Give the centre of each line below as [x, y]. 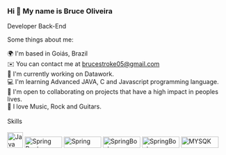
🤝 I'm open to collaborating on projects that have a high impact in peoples [113, 92]
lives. [15, 99]
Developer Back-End [37, 26]
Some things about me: [41, 40]
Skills [15, 122]
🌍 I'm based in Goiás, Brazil [48, 54]
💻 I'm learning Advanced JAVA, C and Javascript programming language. [113, 82]
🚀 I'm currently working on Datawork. [61, 74]
